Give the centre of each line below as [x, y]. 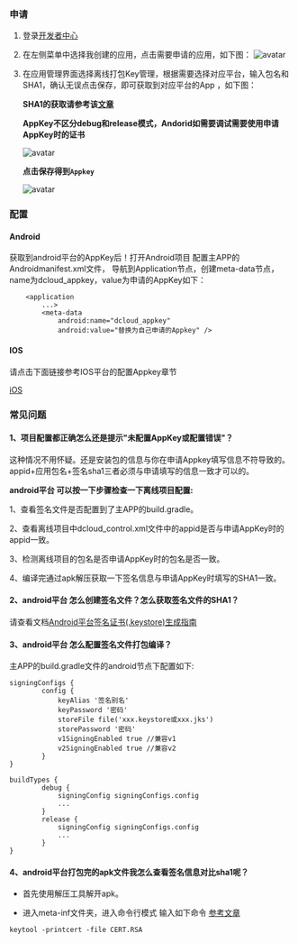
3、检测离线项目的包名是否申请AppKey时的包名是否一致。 [117, 558]
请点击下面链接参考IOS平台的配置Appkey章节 [93, 371]
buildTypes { [34, 780]
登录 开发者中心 [50, 36]
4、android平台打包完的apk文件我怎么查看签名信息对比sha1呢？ [129, 872]
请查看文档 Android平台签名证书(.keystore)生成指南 [103, 622]
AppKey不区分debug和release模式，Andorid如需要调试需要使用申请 [150, 124]
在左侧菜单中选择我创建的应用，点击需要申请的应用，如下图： [137, 55]
